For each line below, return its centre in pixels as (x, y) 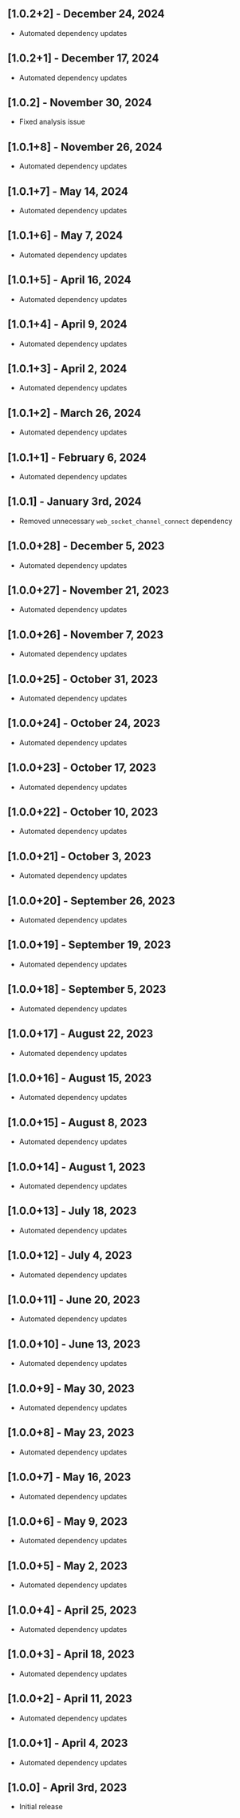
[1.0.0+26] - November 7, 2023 (86, 635)
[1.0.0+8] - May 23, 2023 (71, 1433)
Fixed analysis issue (52, 122)
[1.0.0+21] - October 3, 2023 (80, 856)
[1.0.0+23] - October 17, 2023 (82, 768)
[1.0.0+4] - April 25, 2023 (72, 1610)
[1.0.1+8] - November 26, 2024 (85, 147)
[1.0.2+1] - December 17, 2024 (83, 59)
